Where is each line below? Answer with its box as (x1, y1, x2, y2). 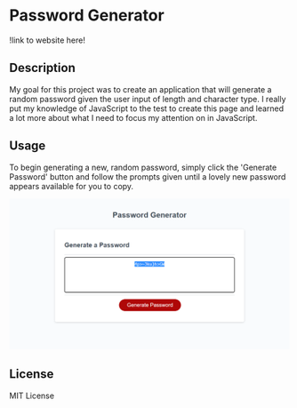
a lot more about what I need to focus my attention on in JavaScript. (9, 112, 258, 123)
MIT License (9, 390, 55, 401)
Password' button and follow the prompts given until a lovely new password (9, 171, 286, 182)
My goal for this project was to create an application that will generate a (9, 84, 272, 94)
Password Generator (9, 5, 165, 26)
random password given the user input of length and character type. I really (9, 93, 286, 104)
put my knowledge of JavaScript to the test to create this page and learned (9, 103, 285, 114)
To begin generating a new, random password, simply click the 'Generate (9, 162, 277, 172)
